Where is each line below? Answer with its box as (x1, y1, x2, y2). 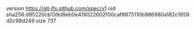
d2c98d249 (6, 17, 35, 24)
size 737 (36, 17, 57, 24)
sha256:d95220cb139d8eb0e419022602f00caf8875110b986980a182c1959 (6, 11, 190, 18)
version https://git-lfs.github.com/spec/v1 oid (6, 5, 116, 12)
